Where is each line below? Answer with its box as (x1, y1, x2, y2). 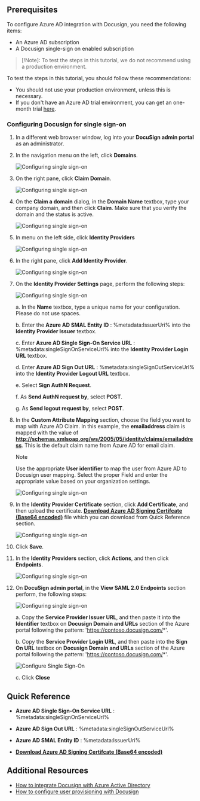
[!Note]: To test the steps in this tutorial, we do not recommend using (21, 56, 191, 63)
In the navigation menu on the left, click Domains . (15, 152, 138, 159)
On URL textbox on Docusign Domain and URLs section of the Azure (15, 644, 185, 651)
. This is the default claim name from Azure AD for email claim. (21, 442, 176, 449)
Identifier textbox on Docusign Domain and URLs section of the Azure (15, 620, 190, 628)
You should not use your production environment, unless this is (15, 86, 171, 93)
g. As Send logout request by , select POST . (15, 405, 124, 412)
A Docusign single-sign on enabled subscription (15, 45, 134, 52)
